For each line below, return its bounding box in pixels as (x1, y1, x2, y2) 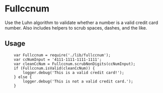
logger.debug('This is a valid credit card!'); (23, 70, 124, 75)
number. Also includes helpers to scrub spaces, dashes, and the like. (5, 24, 147, 30)
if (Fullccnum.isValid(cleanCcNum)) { (14, 65, 95, 70)
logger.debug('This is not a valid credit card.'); (23, 78, 134, 84)
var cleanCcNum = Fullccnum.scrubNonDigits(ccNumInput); (14, 61, 136, 66)
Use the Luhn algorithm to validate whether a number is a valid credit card (5, 19, 158, 25)
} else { (14, 74, 32, 79)
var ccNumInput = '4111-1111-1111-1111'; (14, 57, 102, 62)
